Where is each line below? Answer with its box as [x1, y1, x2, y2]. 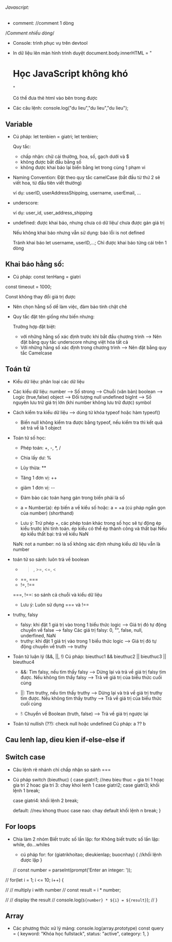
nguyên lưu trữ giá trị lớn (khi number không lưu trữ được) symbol [12, 399, 151, 405]
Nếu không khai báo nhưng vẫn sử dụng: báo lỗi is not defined [12, 229, 145, 236]
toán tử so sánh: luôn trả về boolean [12, 556, 89, 562]
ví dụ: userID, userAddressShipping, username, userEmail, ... [12, 189, 141, 195]
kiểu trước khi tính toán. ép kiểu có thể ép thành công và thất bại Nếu [20, 525, 167, 531]
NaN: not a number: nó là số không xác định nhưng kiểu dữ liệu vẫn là [12, 541, 161, 547]
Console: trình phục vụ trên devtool [12, 40, 88, 46]
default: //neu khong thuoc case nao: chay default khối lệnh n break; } [12, 807, 161, 813]
